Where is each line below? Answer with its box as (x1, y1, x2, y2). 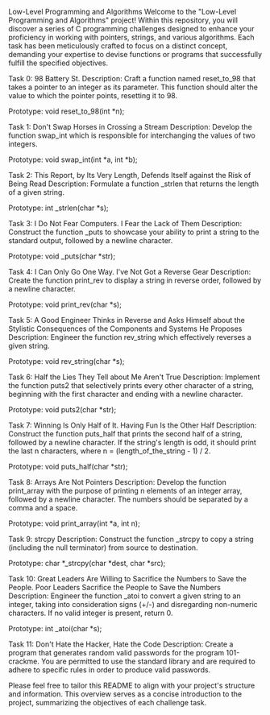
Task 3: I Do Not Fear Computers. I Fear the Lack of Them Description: (8, 219, 243, 228)
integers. (8, 139, 38, 148)
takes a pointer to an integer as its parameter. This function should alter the (8, 82, 258, 92)
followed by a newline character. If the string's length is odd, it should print (8, 438, 256, 447)
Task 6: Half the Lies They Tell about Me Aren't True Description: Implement (8, 372, 260, 382)
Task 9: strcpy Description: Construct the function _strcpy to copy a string (8, 535, 254, 543)
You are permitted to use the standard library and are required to (41, 656, 255, 666)
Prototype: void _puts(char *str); (8, 251, 115, 261)
